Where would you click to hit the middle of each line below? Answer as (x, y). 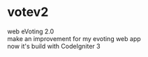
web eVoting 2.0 (31, 31)
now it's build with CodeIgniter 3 (54, 46)
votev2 (28, 12)
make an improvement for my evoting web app (74, 38)
